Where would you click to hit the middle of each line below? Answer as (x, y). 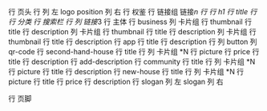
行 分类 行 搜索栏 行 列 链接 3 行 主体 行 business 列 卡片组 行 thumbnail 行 (130, 22)
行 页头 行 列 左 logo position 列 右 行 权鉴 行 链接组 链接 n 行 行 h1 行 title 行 (133, 12)
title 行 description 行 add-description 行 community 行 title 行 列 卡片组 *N (132, 61)
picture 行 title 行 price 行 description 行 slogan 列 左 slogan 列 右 (116, 81)
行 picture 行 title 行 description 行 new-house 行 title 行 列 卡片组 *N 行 (126, 71)
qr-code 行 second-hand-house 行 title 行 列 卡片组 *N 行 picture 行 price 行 (134, 52)
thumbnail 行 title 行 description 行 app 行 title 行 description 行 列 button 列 (133, 42)
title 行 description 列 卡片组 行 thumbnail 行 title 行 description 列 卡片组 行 (132, 32)
